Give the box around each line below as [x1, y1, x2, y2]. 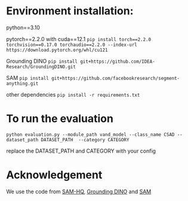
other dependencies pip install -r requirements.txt [6, 91, 140, 98]
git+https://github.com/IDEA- [80, 58, 155, 64]
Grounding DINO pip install [6, 57, 78, 64]
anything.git [6, 81, 39, 86]
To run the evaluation [6, 112, 113, 126]
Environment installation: [6, 4, 134, 18]
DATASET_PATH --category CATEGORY [41, 137, 130, 143]
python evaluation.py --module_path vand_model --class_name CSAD [6, 131, 175, 138]
